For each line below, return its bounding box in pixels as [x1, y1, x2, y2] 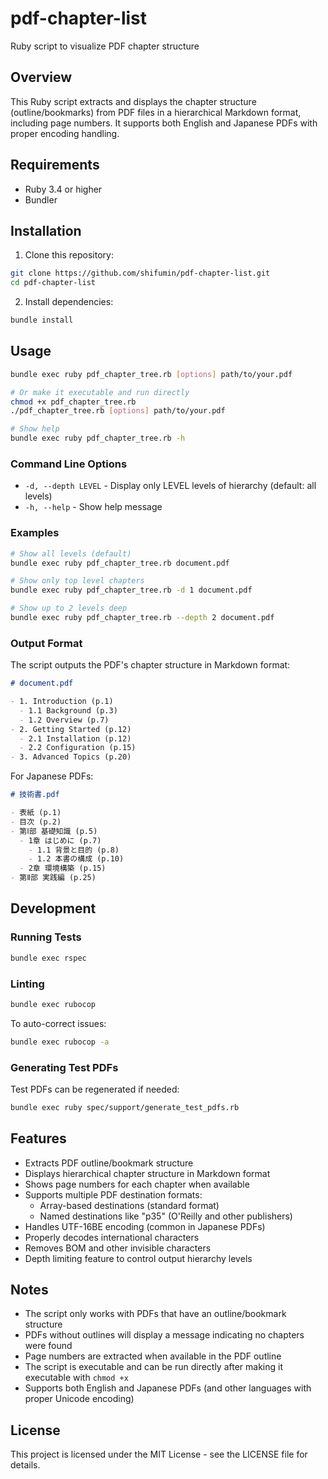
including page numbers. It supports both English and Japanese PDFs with [10, 117, 318, 129]
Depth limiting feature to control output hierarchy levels [24, 1252, 253, 1264]
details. [10, 1459, 41, 1471]
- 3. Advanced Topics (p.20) [10, 752, 132, 762]
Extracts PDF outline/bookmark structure [24, 1157, 194, 1169]
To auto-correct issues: [10, 1017, 107, 1029]
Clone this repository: [24, 249, 114, 261]
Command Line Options [10, 457, 128, 471]
